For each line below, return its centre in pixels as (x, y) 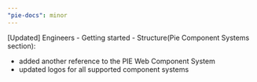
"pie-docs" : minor (37, 15)
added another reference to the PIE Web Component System (117, 61)
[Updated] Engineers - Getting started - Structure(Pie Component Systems (128, 37)
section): (22, 46)
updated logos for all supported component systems (104, 69)
